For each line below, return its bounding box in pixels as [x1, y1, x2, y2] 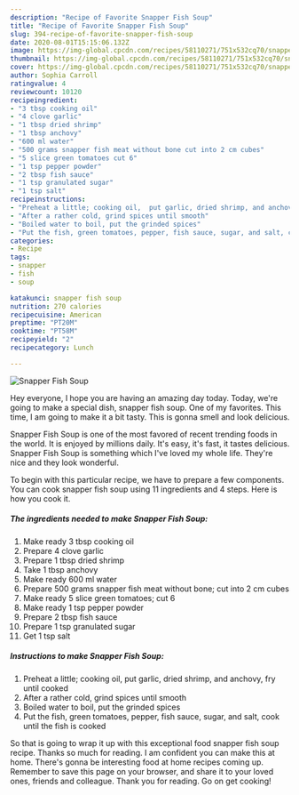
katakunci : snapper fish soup [10, 293, 122, 302]
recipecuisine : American [10, 310, 102, 319]
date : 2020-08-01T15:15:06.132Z [10, 37, 130, 47]
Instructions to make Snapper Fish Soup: [10, 651, 165, 662]
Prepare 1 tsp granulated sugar [22, 621, 136, 631]
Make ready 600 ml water [22, 574, 118, 584]
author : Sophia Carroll [10, 71, 98, 80]
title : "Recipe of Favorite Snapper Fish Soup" [10, 21, 190, 30]
